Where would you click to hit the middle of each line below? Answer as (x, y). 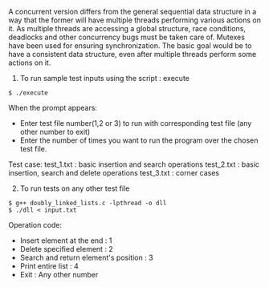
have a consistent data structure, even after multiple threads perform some (132, 54)
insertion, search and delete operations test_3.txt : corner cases (114, 173)
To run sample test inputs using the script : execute (105, 78)
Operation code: (35, 225)
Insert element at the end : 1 (66, 241)
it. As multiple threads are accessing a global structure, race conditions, (127, 28)
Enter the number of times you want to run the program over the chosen (139, 140)
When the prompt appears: (53, 108)
